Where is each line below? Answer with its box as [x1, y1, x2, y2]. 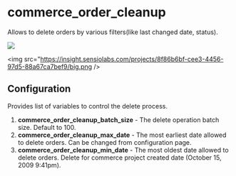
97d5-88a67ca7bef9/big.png [7, 62, 93, 71]
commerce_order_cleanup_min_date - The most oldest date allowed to [17, 145, 230, 154]
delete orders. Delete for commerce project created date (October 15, [17, 153, 222, 162]
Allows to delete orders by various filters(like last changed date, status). [7, 28, 219, 36]
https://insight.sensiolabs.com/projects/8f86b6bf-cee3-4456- [40, 55, 224, 63]
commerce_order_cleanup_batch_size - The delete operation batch [17, 115, 220, 124]
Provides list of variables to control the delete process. [7, 101, 168, 110]
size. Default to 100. [17, 123, 76, 131]
